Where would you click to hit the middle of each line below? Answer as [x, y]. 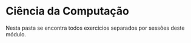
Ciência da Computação [68, 11]
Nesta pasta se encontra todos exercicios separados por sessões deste [95, 28]
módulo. [16, 34]
